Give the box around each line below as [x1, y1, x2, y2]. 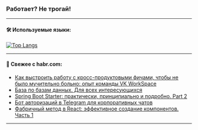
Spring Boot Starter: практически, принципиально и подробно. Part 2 [14, 92, 187, 99]
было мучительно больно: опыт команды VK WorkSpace [14, 80, 157, 87]
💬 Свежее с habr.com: [6, 61, 62, 68]
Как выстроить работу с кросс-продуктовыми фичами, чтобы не [14, 73, 179, 81]
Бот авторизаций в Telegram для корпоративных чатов [14, 99, 153, 106]
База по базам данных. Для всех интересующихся [14, 86, 143, 93]
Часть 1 [14, 111, 34, 118]
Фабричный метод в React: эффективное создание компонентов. [14, 105, 179, 112]
